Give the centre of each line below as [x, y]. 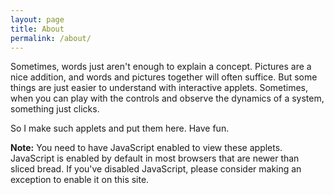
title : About [37, 29]
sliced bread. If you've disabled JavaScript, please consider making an [156, 169]
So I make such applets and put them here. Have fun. [120, 128]
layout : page [37, 19]
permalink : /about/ [51, 38]
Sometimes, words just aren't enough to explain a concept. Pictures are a [161, 67]
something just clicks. [55, 109]
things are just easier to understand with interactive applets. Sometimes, [159, 88]
